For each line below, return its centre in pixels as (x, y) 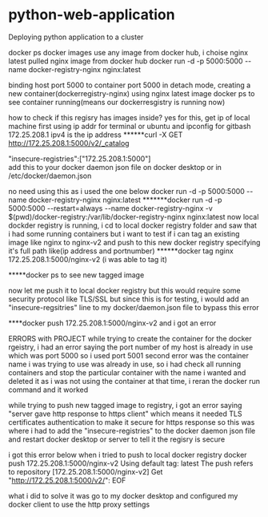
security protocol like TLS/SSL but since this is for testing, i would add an (129, 299)
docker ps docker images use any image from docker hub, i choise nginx (128, 52)
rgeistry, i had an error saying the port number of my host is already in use (131, 347)
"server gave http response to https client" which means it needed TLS (125, 414)
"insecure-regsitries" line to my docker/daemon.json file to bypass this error (134, 307)
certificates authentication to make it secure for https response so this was (132, 422)
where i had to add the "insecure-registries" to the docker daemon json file (132, 430)
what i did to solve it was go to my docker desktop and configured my (123, 495)
